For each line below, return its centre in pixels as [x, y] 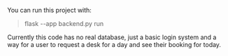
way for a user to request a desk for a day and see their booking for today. [114, 44]
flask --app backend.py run [64, 23]
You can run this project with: [50, 10]
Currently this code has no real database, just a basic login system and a [112, 37]
